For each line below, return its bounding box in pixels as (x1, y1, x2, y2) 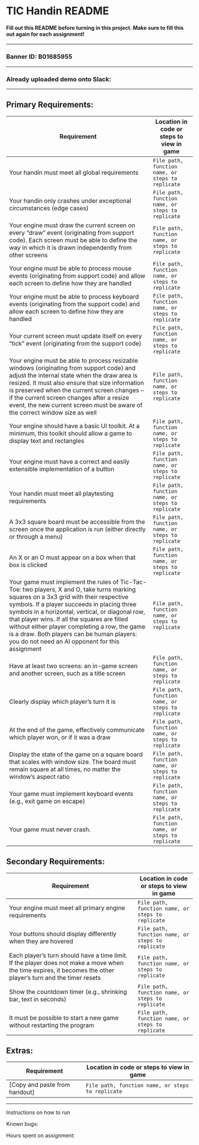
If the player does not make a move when (9, 958, 124, 967)
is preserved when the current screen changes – (9, 386, 144, 394)
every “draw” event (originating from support (9, 228, 134, 237)
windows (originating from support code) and (9, 364, 136, 372)
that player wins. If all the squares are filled (9, 615, 129, 623)
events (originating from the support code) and (9, 300, 140, 308)
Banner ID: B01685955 (6, 52, 73, 61)
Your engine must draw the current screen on (9, 221, 136, 229)
